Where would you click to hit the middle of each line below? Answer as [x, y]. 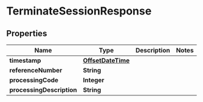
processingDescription [43, 90]
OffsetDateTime [106, 60]
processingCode [34, 80]
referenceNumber [36, 70]
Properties [27, 33]
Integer [94, 80]
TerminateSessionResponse [79, 11]
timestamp [25, 60]
